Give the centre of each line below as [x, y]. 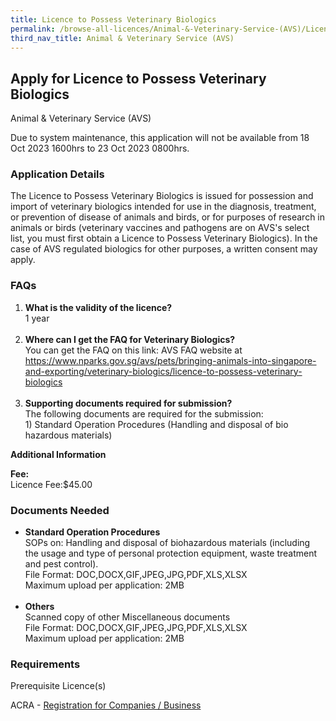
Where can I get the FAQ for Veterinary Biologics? [130, 339]
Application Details [57, 174]
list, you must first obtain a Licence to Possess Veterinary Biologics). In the [164, 238]
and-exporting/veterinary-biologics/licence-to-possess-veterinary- [163, 371]
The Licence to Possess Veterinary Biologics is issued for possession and [162, 196]
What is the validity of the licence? [98, 307]
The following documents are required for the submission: [144, 413]
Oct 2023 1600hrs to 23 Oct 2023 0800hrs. [100, 148]
